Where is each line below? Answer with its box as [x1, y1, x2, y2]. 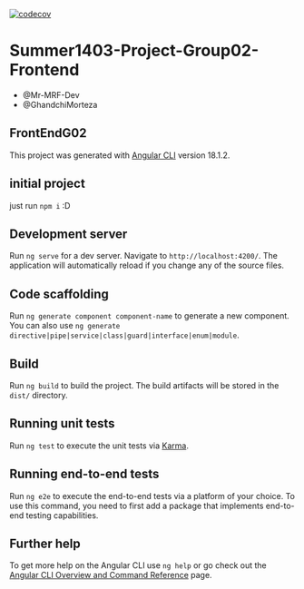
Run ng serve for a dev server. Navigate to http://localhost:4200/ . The [9, 250, 279, 261]
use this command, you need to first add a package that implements [9, 500, 264, 511]
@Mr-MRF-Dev [22, 89, 80, 100]
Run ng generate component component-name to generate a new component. [9, 310, 290, 321]
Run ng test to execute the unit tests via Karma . [9, 440, 189, 451]
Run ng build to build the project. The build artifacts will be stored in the [9, 380, 279, 390]
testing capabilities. [25, 509, 99, 521]
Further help [9, 536, 82, 552]
